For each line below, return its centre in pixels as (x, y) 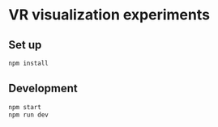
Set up (25, 45)
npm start (25, 107)
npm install (28, 63)
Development (43, 89)
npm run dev (28, 115)
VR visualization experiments (109, 15)
